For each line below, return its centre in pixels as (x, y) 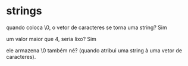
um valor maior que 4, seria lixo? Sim (51, 39)
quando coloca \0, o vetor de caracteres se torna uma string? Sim (87, 27)
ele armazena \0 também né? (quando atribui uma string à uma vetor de (94, 50)
